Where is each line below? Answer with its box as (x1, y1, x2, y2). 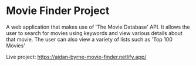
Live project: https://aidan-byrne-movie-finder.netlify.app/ (6, 53, 147, 60)
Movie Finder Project (6, 4, 110, 18)
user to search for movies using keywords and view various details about (6, 29, 183, 36)
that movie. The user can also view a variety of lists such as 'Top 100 (6, 36, 173, 43)
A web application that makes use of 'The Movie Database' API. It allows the (6, 23, 190, 30)
